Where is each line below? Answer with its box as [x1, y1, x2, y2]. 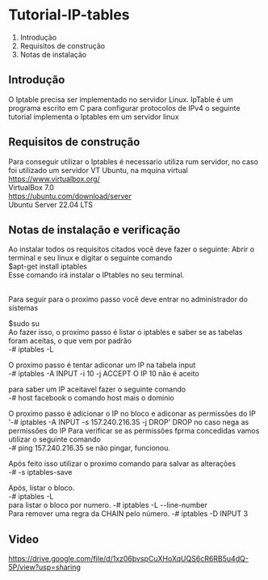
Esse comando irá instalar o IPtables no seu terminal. [8, 270, 185, 280]
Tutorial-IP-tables [8, 6, 131, 24]
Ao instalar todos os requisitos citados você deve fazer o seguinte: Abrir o [8, 244, 255, 254]
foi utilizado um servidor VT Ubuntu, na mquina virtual [8, 165, 188, 175]
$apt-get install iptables [8, 261, 87, 272]
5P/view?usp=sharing [8, 562, 81, 572]
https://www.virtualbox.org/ [8, 174, 101, 184]
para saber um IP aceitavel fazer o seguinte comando [8, 384, 186, 394]
